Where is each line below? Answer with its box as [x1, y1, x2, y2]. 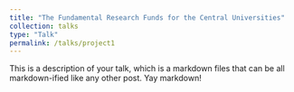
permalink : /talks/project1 [9, 38, 116, 48]
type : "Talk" [9, 30, 59, 39]
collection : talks [9, 22, 79, 31]
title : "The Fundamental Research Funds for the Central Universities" [9, 13, 285, 23]
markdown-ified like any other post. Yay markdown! [9, 73, 202, 84]
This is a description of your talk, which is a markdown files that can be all [9, 63, 285, 74]
